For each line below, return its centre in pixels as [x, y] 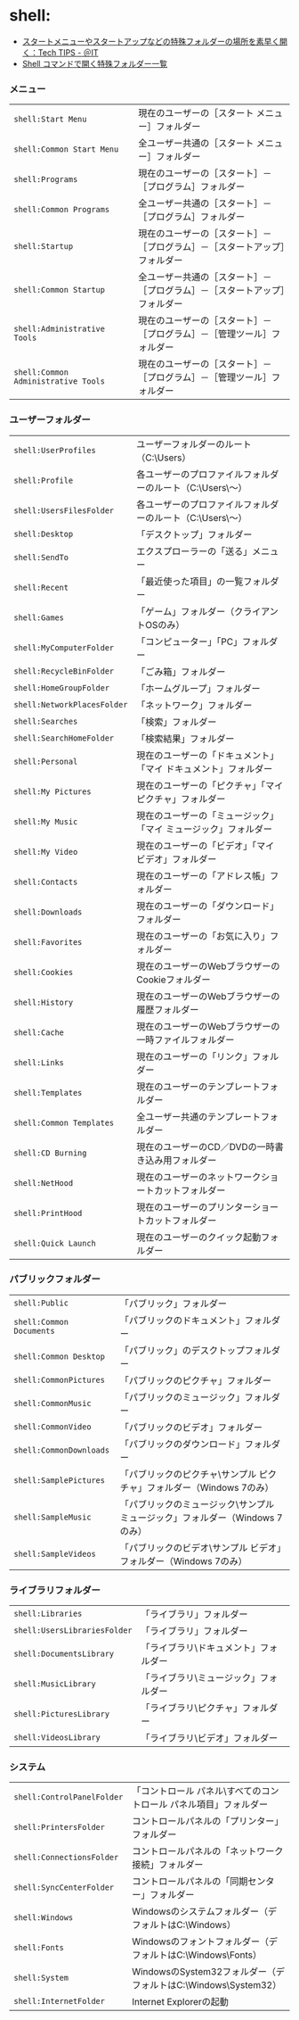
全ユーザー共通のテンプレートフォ [207, 1116]
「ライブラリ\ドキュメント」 [201, 1648]
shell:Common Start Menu [66, 149]
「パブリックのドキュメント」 [182, 1320]
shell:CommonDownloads [61, 1450]
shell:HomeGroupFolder [61, 687]
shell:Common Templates [64, 1122]
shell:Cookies [44, 972]
